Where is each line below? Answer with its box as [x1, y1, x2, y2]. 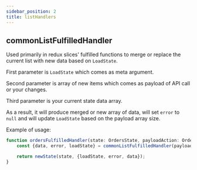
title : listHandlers [6, 14, 57, 20]
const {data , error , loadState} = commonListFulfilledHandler [16, 143, 172, 149]
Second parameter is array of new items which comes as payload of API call [6, 80, 191, 87]
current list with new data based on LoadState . [6, 57, 118, 64]
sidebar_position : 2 [6, 8, 57, 15]
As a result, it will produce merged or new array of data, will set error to [6, 109, 180, 116]
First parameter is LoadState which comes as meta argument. [6, 68, 154, 76]
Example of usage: [6, 126, 52, 133]
